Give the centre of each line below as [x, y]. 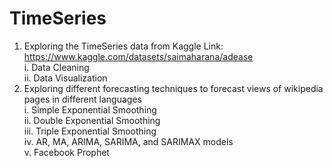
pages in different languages [82, 99]
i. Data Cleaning [56, 67]
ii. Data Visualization [65, 78]
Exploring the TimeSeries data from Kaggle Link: [123, 46]
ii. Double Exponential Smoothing [92, 120]
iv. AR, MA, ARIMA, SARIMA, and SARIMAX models [128, 141]
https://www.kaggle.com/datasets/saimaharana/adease [138, 56]
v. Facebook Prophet [66, 152]
